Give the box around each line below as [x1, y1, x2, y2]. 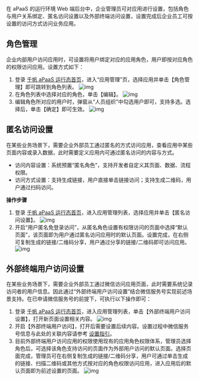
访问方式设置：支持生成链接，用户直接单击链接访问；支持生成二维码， [14, 176, 187, 183]
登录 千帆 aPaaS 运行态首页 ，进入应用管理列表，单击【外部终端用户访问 [14, 308, 191, 315]
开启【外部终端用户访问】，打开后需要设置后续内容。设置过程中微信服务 [14, 322, 189, 330]
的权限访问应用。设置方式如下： [6, 63, 84, 70]
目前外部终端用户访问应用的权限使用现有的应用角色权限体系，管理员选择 [14, 337, 191, 345]
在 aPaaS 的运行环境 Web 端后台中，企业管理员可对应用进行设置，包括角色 [6, 5, 190, 12]
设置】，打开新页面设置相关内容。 [14, 315, 96, 322]
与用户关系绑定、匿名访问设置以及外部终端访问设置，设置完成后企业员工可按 [6, 12, 193, 20]
